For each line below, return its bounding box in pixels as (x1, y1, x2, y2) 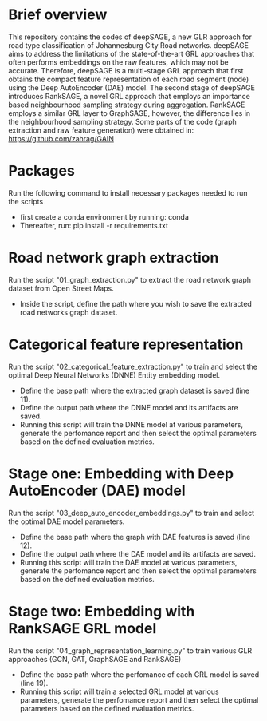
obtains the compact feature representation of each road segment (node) (8, 74, 249, 84)
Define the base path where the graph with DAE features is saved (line (19, 532, 251, 541)
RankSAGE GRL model (8, 619, 157, 637)
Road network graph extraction (8, 249, 219, 267)
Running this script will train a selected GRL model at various (19, 687, 219, 696)
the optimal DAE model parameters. (8, 517, 125, 526)
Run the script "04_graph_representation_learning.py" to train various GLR (8, 645, 253, 656)
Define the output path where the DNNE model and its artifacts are (19, 402, 238, 412)
